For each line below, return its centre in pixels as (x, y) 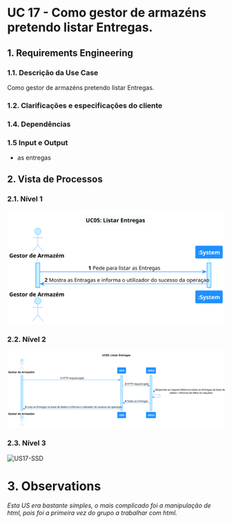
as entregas (34, 158)
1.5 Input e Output (38, 142)
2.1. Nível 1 (25, 199)
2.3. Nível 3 (27, 443)
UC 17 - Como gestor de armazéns (107, 13)
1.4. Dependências (39, 124)
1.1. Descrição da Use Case (53, 73)
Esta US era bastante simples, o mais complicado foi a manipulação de (109, 505)
